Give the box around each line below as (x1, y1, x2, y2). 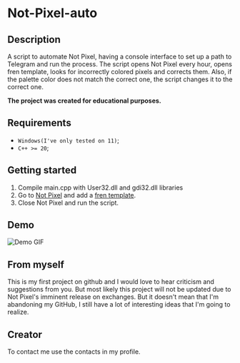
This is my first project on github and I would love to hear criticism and (7, 277, 214, 286)
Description (7, 34, 61, 46)
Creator (7, 328, 43, 340)
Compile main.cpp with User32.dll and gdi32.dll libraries (17, 183, 184, 192)
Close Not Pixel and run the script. (17, 198, 119, 207)
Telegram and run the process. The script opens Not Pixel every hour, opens (7, 60, 232, 68)
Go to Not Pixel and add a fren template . (17, 190, 136, 199)
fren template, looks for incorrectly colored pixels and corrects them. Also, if (7, 68, 232, 76)
